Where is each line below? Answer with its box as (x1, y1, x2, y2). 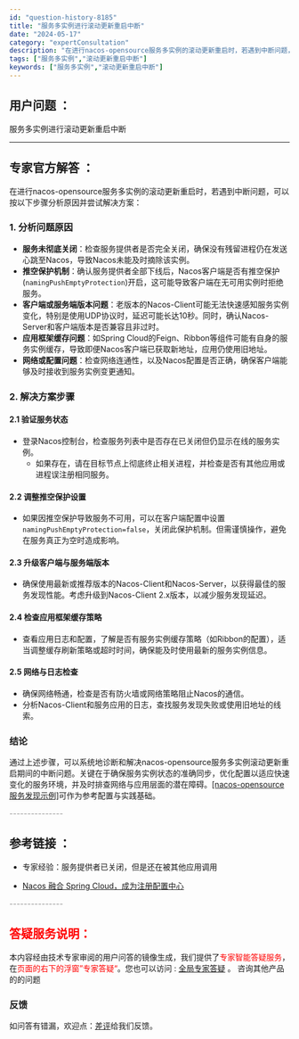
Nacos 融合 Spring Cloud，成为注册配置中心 (21, 880, 184, 891)
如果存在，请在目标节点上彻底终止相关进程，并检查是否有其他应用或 (35, 458, 286, 468)
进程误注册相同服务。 (35, 469, 114, 480)
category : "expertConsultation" (9, 37, 129, 47)
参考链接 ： (9, 836, 71, 852)
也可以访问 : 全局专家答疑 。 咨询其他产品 (133, 962, 285, 973)
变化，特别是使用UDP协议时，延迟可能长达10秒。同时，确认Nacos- (21, 309, 270, 321)
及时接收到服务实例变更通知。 (29, 366, 140, 376)
